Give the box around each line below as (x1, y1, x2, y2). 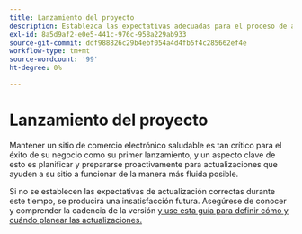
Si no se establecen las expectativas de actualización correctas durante (9, 185, 276, 196)
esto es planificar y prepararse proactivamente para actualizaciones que (9, 158, 279, 169)
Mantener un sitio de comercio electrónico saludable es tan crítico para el (9, 139, 282, 150)
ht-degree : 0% (9, 64, 63, 73)
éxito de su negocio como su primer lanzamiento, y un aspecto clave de (9, 149, 276, 160)
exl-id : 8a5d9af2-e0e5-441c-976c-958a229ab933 (9, 30, 187, 39)
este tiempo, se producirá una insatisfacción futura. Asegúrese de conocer (9, 195, 288, 206)
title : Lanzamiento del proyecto (9, 13, 135, 22)
